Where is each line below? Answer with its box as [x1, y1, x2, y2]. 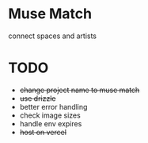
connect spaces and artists [8, 31, 97, 41]
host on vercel [19, 127, 67, 137]
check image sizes [19, 110, 81, 120]
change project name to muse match [19, 85, 140, 95]
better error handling [19, 102, 88, 111]
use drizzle [19, 93, 56, 103]
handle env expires [19, 118, 82, 128]
